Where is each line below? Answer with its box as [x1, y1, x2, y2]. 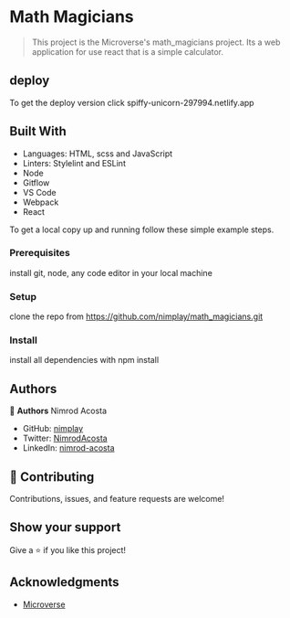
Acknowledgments [9, 574, 120, 591]
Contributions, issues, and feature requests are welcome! [9, 494, 225, 505]
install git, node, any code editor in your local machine [9, 267, 212, 278]
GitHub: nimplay [22, 423, 84, 434]
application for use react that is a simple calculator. [31, 46, 224, 57]
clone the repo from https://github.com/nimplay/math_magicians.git [9, 311, 264, 322]
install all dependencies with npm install [9, 355, 160, 366]
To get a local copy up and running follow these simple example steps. [9, 224, 274, 235]
